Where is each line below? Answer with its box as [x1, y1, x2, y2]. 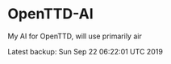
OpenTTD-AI [7, 5, 94, 23]
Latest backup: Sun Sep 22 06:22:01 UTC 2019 [7, 46, 163, 56]
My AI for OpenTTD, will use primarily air [7, 31, 142, 41]
